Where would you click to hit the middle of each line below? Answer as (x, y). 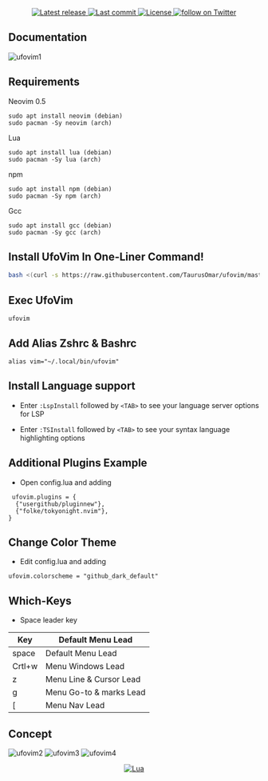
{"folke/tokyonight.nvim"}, (62, 511)
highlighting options (52, 438)
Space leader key (49, 620)
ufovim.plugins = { (44, 497)
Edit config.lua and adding (63, 562)
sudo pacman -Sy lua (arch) (55, 159)
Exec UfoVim (41, 300)
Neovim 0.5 (27, 101)
